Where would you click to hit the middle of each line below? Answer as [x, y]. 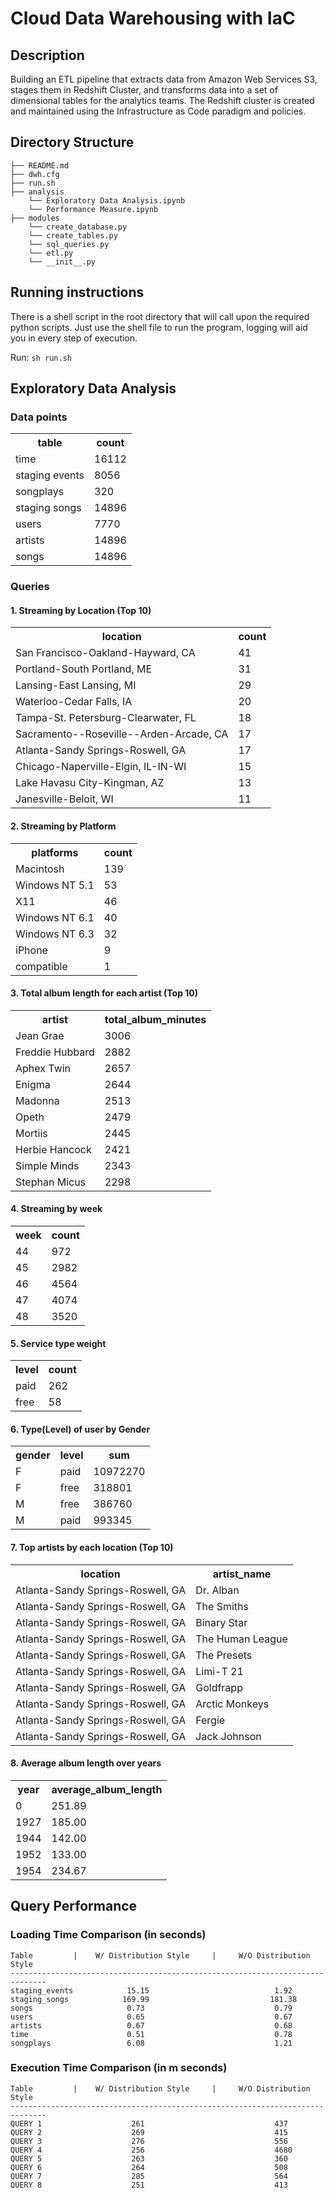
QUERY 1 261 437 [149, 2123]
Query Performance [74, 1906]
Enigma [33, 1084]
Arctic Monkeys [232, 1704]
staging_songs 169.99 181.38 [154, 1999]
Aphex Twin [43, 1068]
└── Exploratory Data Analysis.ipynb [107, 200]
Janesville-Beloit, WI [64, 799]
